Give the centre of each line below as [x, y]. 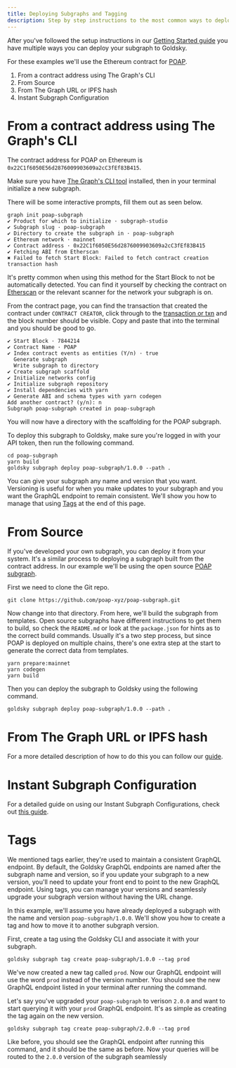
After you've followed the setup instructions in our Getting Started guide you [118, 40]
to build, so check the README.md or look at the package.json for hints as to [114, 628]
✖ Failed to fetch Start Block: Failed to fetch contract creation [108, 258]
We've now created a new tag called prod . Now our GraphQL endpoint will [114, 972]
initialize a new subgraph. [44, 189]
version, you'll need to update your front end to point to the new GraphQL [113, 882]
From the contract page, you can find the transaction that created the [107, 306]
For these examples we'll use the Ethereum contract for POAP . [97, 61]
